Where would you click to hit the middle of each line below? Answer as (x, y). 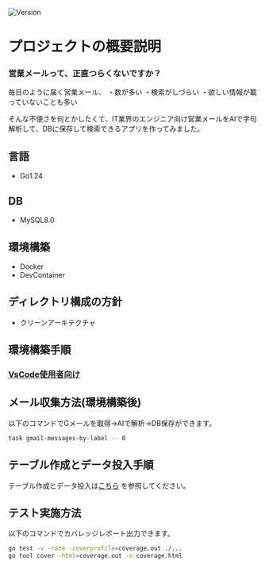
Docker (32, 267)
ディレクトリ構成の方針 (65, 302)
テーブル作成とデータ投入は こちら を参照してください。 (99, 485)
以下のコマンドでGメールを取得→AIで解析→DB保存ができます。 (112, 423)
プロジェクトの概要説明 (85, 47)
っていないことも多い (43, 102)
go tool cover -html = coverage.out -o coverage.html (95, 556)
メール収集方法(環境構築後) (75, 403)
